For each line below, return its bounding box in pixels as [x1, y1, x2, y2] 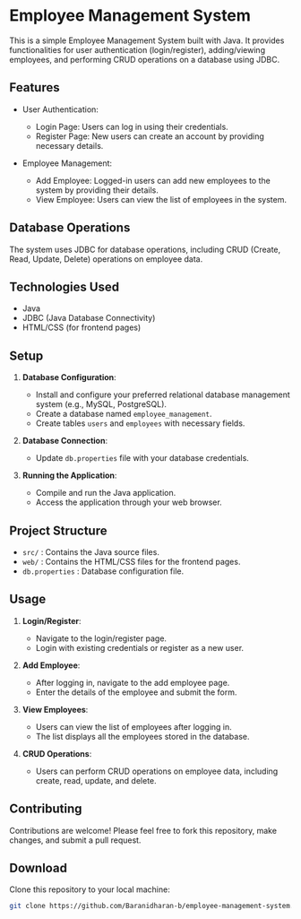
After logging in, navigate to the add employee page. [35, 677, 230, 688]
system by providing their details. [35, 185, 159, 195]
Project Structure [9, 523, 107, 538]
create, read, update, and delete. [35, 775, 157, 785]
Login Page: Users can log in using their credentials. [35, 121, 228, 132]
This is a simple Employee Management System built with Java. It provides [9, 35, 285, 46]
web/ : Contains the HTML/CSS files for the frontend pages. [21, 557, 241, 567]
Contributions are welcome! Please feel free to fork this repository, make [9, 825, 278, 836]
